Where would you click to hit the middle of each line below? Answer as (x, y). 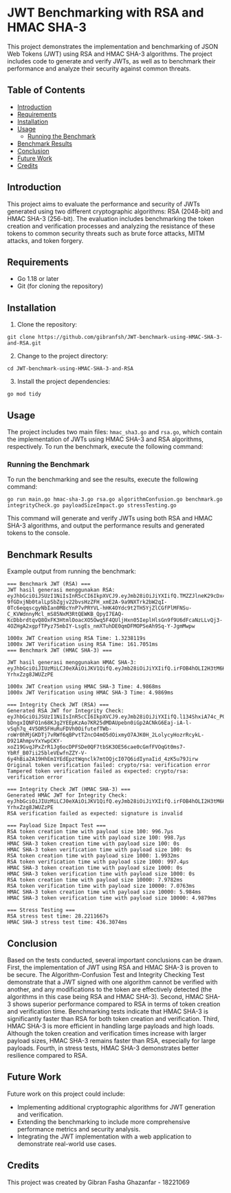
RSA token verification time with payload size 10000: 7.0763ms (101, 886)
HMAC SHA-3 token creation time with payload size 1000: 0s (95, 868)
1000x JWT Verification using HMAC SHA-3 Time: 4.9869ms (90, 693)
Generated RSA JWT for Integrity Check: (66, 711)
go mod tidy (24, 394)
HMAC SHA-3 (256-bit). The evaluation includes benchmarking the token (111, 218)
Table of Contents (46, 90)
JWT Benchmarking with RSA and (106, 13)
